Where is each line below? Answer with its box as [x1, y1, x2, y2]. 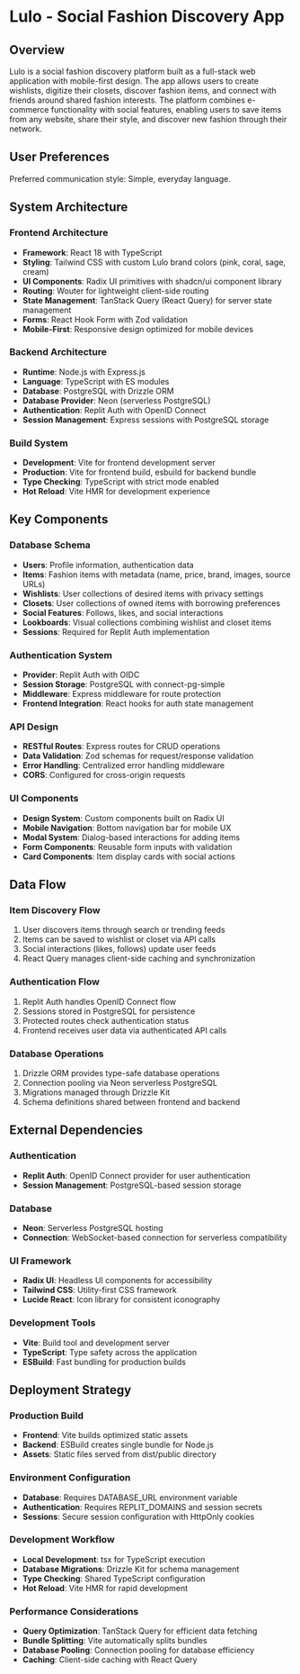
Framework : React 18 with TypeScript [22, 247, 163, 258]
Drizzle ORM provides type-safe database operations [22, 1067, 220, 1078]
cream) [22, 266, 49, 276]
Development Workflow [9, 1534, 115, 1546]
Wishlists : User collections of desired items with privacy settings [22, 588, 264, 599]
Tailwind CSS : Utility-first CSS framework [22, 1285, 177, 1296]
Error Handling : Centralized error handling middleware [22, 760, 225, 771]
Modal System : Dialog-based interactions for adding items [22, 831, 241, 843]
